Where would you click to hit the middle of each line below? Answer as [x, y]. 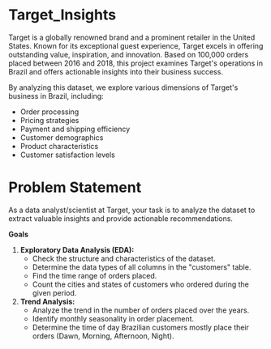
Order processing [49, 112]
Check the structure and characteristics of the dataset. [124, 258]
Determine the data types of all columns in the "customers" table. [142, 267]
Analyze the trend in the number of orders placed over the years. [141, 310]
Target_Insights [62, 15]
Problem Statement [75, 187]
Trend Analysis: [47, 301]
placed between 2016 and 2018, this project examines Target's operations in [136, 63]
